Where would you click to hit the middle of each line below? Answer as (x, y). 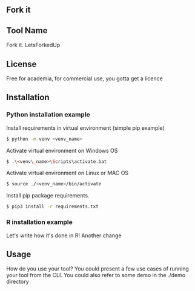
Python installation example (48, 115)
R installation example (39, 222)
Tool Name (27, 30)
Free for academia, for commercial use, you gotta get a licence (85, 78)
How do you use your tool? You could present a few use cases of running (98, 269)
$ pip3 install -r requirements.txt (52, 207)
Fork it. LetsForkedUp (33, 45)
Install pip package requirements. (48, 196)
